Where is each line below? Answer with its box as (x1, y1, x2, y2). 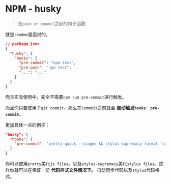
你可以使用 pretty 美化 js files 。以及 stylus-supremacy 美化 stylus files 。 (5, 161, 159, 167)
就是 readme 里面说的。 (5, 31, 50, 37)
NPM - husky (5, 3, 62, 15)
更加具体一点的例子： (5, 121, 50, 128)
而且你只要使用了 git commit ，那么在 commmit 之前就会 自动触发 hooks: (5, 105, 149, 111)
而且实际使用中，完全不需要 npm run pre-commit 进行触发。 (5, 94, 127, 100)
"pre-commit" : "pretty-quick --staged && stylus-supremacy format (14, 141, 158, 146)
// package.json (5, 41, 40, 46)
